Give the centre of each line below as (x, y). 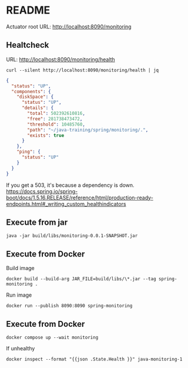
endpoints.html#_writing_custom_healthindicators (66, 203)
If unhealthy (21, 348)
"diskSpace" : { (35, 97)
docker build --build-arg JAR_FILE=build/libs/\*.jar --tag (81, 279)
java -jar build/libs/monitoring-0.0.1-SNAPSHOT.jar (72, 236)
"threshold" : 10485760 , (56, 124)
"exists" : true (46, 135)
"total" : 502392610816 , (56, 113)
